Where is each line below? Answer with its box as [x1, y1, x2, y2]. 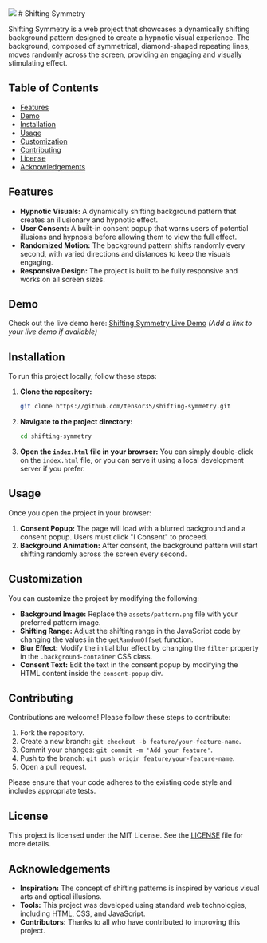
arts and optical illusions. [19, 892, 102, 901]
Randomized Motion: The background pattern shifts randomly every [19, 240, 245, 250]
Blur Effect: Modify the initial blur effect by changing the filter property [19, 643, 259, 652]
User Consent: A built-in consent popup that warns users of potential [19, 223, 249, 233]
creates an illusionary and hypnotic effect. [19, 215, 159, 225]
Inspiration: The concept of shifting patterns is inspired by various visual [19, 883, 260, 893]
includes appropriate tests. [8, 786, 96, 796]
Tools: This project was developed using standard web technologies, [19, 901, 247, 910]
